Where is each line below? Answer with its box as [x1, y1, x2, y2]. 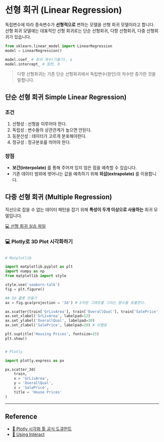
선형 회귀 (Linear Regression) [5, 4, 122, 16]
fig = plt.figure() [5, 287, 45, 292]
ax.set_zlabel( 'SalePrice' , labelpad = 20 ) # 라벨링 [5, 323, 107, 328]
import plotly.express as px [5, 358, 64, 363]
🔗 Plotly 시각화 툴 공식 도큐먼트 [12, 426, 72, 432]
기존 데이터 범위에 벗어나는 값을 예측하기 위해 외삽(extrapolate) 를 [12, 171, 140, 177]
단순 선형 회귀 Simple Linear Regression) [5, 93, 127, 101]
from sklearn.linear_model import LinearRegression [5, 44, 112, 49]
